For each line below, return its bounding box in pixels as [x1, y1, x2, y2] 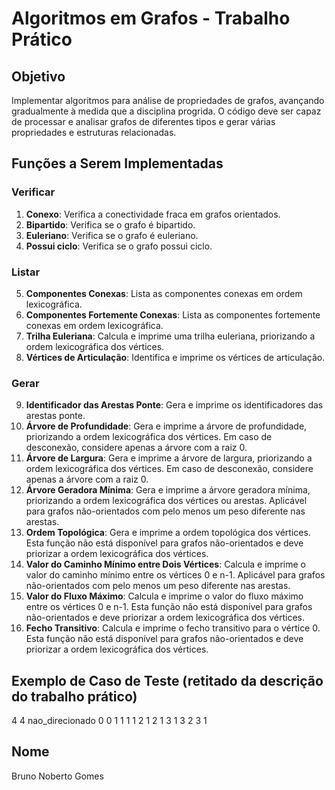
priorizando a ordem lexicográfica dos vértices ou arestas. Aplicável [25, 495, 308, 507]
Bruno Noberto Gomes [11, 770, 104, 782]
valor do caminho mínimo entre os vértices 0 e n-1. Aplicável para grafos [25, 569, 326, 581]
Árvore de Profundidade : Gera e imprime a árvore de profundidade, [25, 420, 308, 432]
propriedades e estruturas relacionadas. [11, 127, 177, 138]
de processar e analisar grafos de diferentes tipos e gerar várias [11, 116, 276, 127]
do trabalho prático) [11, 688, 138, 705]
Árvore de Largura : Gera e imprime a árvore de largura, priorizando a [25, 452, 313, 464]
